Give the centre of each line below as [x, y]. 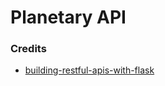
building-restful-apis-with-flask [89, 70]
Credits [28, 49]
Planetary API [68, 17]
